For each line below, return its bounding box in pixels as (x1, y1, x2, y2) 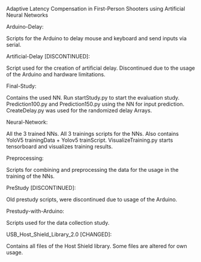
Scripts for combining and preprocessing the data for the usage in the (6, 166, 179, 173)
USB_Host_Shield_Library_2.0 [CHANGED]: (6, 231, 112, 238)
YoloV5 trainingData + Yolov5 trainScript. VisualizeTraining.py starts (6, 136, 173, 144)
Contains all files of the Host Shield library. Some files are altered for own (6, 243, 187, 249)
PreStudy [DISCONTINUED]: (6, 184, 76, 191)
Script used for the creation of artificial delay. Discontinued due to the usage (6, 64, 196, 72)
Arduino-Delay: (6, 23, 44, 30)
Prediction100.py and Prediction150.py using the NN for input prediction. (6, 100, 185, 108)
